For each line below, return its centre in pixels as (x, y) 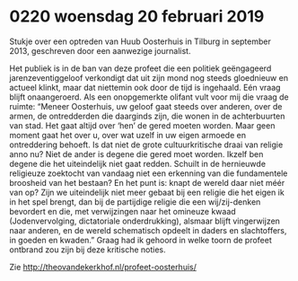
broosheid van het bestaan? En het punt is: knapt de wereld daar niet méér (147, 182)
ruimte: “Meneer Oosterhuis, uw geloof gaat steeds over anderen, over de (146, 106)
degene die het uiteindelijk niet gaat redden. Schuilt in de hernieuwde (138, 163)
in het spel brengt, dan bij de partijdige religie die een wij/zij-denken (135, 202)
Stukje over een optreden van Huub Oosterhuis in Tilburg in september (140, 41)
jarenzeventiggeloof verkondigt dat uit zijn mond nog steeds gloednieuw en (149, 77)
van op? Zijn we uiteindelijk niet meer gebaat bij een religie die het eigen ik (147, 192)
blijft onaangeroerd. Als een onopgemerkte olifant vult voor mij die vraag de (149, 97)
